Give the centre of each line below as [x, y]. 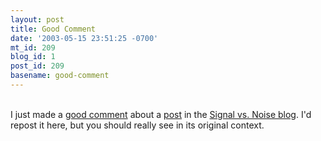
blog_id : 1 [33, 57]
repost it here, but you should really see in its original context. [137, 125]
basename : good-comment [60, 76]
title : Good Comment [53, 29]
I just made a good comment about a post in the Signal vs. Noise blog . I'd [161, 114]
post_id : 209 [37, 66]
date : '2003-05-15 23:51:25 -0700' [84, 38]
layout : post [37, 19]
